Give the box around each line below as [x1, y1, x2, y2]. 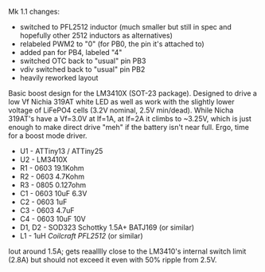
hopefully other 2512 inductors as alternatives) [19, 31, 173, 40]
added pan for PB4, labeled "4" [19, 48, 123, 57]
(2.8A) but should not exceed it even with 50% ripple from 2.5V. [8, 255, 217, 264]
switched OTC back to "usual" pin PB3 [19, 56, 146, 65]
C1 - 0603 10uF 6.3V [19, 189, 88, 198]
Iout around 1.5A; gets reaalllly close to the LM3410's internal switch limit [8, 246, 247, 256]
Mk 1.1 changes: [8, 7, 60, 16]
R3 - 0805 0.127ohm [19, 180, 87, 190]
